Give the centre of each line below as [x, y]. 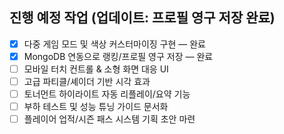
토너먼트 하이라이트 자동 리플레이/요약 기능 [107, 94]
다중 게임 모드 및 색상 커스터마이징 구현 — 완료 [115, 44]
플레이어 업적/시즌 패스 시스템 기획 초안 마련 [109, 119]
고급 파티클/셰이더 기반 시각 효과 [87, 81]
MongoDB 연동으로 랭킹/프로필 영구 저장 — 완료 [118, 56]
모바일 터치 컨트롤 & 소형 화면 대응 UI [96, 69]
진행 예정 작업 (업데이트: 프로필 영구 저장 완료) [142, 18]
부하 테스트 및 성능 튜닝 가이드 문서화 [96, 107]
